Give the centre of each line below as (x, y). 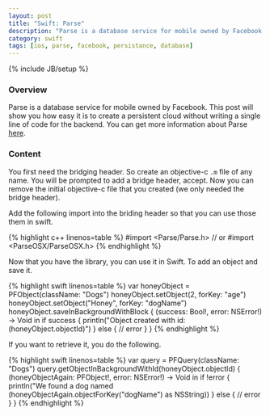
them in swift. (31, 221)
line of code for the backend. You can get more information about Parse (128, 124)
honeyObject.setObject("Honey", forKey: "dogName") (98, 303)
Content (25, 154)
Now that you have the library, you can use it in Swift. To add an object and (133, 261)
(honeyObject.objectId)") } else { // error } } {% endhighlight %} (114, 329)
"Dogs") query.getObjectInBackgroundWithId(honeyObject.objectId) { (124, 368)
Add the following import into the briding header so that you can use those (132, 213)
